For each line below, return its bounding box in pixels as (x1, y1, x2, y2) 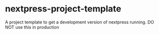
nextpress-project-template (5, 3, 121, 14)
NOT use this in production (5, 24, 60, 30)
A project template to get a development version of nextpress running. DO (5, 19, 154, 25)
